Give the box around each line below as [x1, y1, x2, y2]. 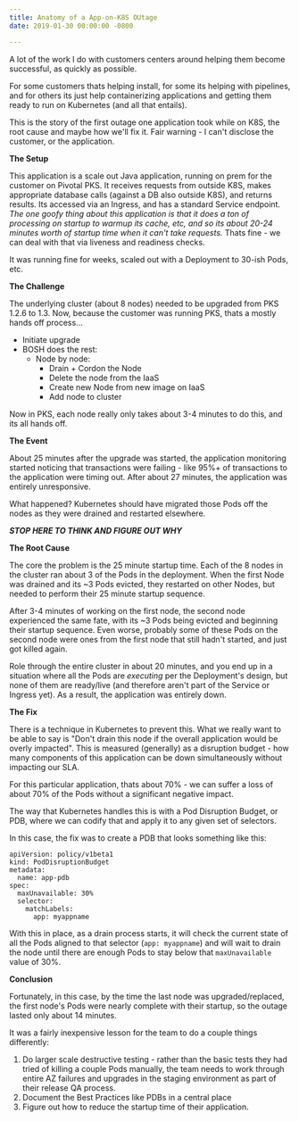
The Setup [9, 153, 49, 163]
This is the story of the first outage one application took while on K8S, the [9, 117, 280, 128]
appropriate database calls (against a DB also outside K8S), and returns [9, 189, 272, 200]
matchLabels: [25, 904, 74, 913]
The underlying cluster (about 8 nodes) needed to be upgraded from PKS [9, 298, 279, 309]
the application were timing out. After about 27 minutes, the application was [9, 471, 287, 482]
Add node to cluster [48, 391, 122, 402]
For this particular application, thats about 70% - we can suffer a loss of [9, 778, 274, 790]
